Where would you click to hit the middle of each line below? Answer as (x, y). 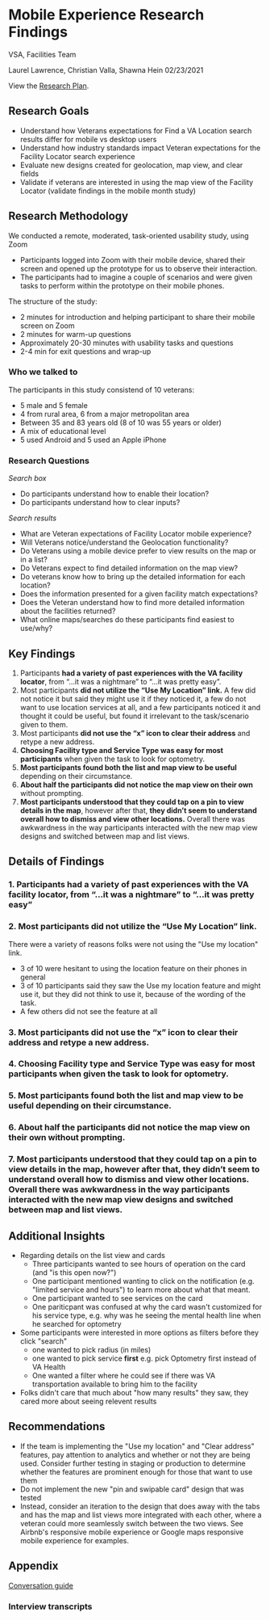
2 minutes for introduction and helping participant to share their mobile (137, 317)
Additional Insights (57, 1236)
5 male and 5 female (54, 405)
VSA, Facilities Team (42, 54)
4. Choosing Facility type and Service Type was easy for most (132, 1064)
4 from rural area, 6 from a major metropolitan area (104, 414)
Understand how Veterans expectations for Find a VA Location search (136, 130)
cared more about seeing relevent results (88, 1401)
